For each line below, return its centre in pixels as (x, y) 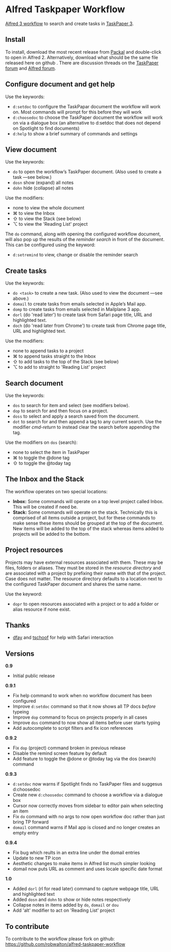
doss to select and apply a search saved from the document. (76, 416)
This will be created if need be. (45, 507)
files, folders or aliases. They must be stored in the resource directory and (83, 567)
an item (21, 811)
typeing (21, 712)
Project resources (34, 550)
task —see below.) (32, 177)
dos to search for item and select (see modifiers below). (71, 405)
